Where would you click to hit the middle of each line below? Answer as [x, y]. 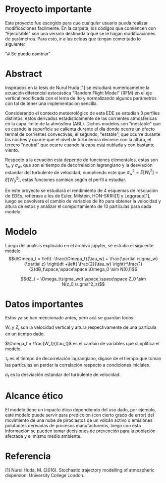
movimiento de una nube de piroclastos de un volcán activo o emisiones [79, 420]
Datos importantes [44, 304]
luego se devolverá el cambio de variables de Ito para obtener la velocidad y [83, 201]
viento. [12, 150]
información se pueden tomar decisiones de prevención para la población [80, 431]
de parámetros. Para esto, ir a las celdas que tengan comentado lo [73, 39]
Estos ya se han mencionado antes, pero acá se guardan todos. [70, 318]
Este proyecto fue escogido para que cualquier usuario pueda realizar [76, 23]
